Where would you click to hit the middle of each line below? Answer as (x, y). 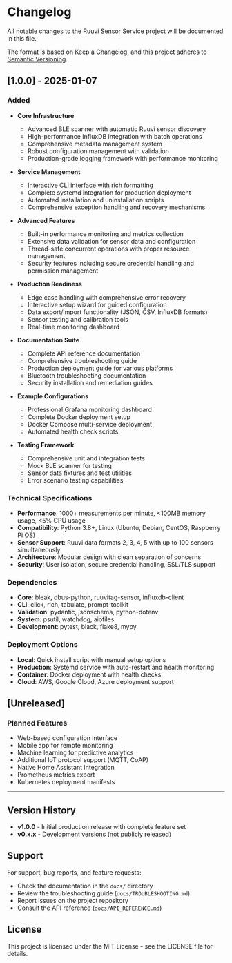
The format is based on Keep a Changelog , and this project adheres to (107, 52)
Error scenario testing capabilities (75, 480)
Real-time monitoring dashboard (74, 327)
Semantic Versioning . (37, 59)
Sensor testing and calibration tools (78, 319)
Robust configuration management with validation (98, 151)
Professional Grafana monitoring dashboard (89, 409)
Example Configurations (52, 396)
